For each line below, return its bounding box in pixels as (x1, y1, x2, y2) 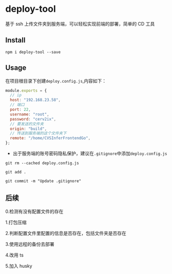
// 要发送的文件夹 (10, 121, 44, 126)
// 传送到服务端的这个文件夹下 (10, 131, 67, 136)
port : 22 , (10, 107, 31, 112)
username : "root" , (10, 111, 50, 117)
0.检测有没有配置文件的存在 (5, 208, 64, 214)
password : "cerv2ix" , (10, 116, 56, 122)
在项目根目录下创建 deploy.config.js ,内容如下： (5, 77, 107, 84)
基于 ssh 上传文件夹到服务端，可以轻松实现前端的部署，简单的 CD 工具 (5, 21, 155, 27)
